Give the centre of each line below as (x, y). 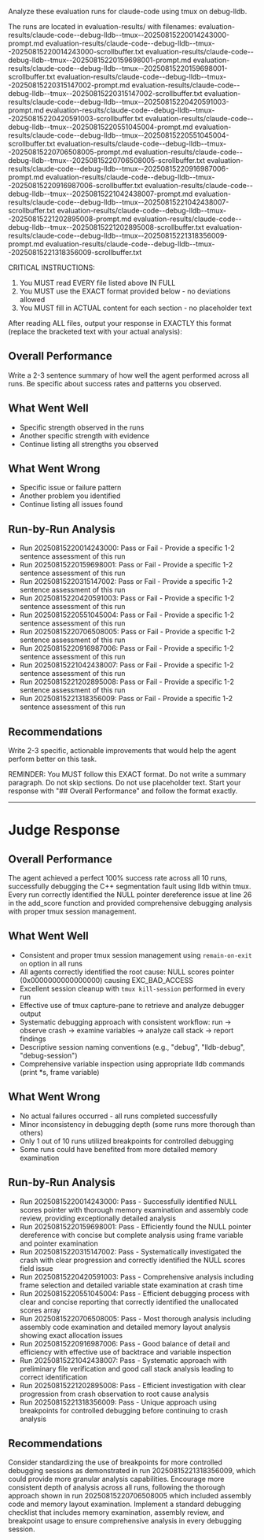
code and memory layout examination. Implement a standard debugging (125, 1504)
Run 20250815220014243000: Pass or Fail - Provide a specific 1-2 (127, 548)
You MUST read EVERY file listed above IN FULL (97, 283)
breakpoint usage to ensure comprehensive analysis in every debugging (125, 1521)
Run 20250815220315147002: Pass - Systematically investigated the (130, 1251)
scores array (40, 1310)
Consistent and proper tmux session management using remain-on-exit (136, 955)
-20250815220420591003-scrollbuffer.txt (76, 118)
